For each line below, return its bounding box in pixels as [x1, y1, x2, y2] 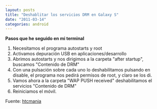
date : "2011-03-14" [5, 17, 47, 22]
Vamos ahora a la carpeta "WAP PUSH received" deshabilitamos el [12, 78, 152, 84]
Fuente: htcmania [5, 98, 42, 104]
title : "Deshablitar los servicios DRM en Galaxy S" [5, 12, 119, 17]
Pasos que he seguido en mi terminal [5, 35, 85, 42]
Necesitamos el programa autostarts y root [12, 45, 102, 51]
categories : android [5, 21, 49, 27]
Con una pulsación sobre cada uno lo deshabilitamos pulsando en [12, 67, 150, 73]
